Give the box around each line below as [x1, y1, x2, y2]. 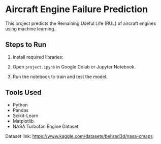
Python [12, 101, 28, 107]
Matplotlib [12, 118, 34, 124]
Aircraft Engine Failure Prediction [5, 4, 148, 15]
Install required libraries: [12, 54, 63, 60]
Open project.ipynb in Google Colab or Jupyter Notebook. [12, 63, 136, 69]
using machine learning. [5, 25, 56, 31]
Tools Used [5, 88, 42, 97]
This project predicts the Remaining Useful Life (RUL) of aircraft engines [5, 20, 156, 26]
